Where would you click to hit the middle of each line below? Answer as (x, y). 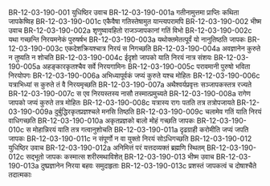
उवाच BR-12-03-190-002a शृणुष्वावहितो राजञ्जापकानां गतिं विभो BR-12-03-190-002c (130, 30)
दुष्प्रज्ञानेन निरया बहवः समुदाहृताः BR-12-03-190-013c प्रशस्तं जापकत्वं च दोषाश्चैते (149, 166)
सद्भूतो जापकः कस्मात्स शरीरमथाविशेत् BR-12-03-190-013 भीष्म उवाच (120, 157)
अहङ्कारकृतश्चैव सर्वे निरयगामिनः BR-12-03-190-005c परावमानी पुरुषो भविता (146, 67)
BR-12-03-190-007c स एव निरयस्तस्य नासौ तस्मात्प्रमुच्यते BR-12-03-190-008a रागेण (130, 93)
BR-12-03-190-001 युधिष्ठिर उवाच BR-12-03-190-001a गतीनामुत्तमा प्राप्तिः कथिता (124, 12)
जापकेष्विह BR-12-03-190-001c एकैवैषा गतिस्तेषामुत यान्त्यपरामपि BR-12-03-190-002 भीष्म (135, 21)
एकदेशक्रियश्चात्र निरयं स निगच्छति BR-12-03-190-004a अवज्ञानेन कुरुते (163, 49)
